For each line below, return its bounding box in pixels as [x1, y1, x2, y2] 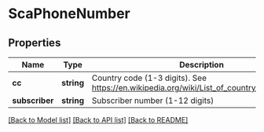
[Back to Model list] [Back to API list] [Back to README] [8, 115, 189, 124]
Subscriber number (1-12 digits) [91, 95, 214, 106]
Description [179, 60, 224, 70]
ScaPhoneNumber [8, 5, 131, 23]
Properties [8, 36, 61, 49]
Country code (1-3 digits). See [91, 72, 207, 83]
